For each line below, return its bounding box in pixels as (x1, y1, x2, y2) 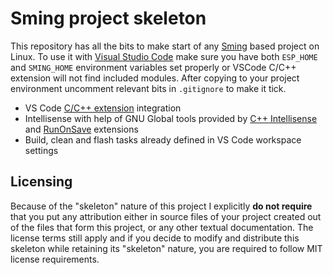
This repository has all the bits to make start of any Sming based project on (10, 40, 320, 52)
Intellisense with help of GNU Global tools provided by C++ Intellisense (24, 112, 318, 124)
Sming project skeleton (10, 7, 207, 30)
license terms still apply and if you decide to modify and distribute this (10, 232, 300, 244)
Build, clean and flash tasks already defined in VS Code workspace (24, 133, 302, 146)
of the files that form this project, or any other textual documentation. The (10, 221, 314, 233)
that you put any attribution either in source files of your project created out (10, 210, 322, 222)
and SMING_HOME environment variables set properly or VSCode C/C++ (10, 61, 297, 73)
